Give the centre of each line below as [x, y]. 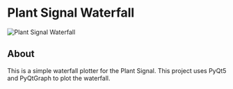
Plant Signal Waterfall [71, 13]
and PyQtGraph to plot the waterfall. [59, 78]
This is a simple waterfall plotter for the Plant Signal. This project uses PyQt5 [117, 70]
